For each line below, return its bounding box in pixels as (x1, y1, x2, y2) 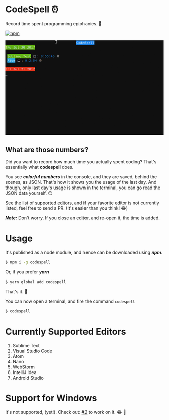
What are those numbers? (5, 145, 89, 154)
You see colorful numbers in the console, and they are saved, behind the (5, 174, 157, 180)
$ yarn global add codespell (5, 279, 66, 284)
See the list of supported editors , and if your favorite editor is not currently (5, 200, 159, 206)
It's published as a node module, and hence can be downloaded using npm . (5, 249, 162, 256)
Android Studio (12, 375, 44, 381)
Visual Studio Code (12, 348, 53, 354)
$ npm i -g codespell (5, 260, 51, 265)
